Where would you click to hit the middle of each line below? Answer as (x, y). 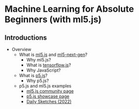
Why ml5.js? (39, 60)
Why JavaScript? (43, 70)
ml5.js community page (50, 91)
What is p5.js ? (33, 75)
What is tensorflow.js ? (49, 65)
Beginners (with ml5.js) (53, 19)
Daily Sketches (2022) (49, 101)
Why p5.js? (38, 81)
